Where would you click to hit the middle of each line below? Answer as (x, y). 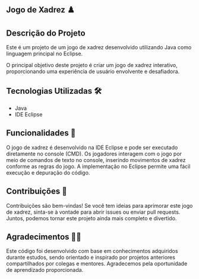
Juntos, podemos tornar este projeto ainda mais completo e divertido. (91, 218)
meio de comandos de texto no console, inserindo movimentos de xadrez (96, 160)
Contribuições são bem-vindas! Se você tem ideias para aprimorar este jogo (99, 205)
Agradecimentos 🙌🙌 (44, 237)
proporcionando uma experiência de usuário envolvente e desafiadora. (93, 72)
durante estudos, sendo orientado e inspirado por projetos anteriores (91, 258)
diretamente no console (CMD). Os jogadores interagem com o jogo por (94, 154)
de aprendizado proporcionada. (45, 270)
